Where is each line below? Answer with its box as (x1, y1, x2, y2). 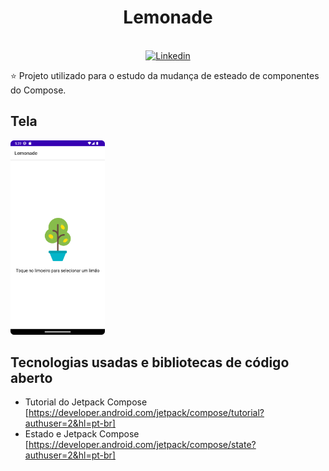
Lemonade (123, 6, 213, 29)
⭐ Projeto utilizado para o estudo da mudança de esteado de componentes (10, 69, 320, 81)
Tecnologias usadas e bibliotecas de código (10, 354, 290, 371)
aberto (10, 370, 53, 387)
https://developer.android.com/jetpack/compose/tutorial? (28, 407, 265, 419)
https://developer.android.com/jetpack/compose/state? (28, 439, 257, 451)
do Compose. (10, 84, 67, 96)
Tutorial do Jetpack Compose (24, 396, 148, 408)
